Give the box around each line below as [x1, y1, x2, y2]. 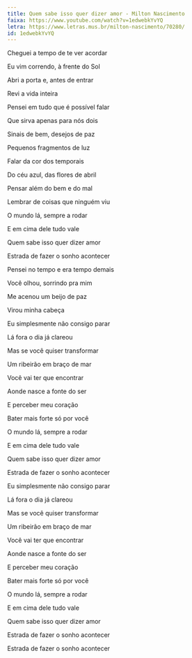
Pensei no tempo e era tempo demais [7, 265, 115, 274]
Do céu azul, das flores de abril [7, 170, 97, 179]
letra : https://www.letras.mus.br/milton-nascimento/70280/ [7, 23, 186, 30]
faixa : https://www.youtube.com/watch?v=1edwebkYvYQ [7, 17, 163, 24]
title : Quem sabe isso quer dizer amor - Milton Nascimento [7, 10, 186, 17]
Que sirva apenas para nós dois [7, 117, 99, 125]
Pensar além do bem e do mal [7, 184, 93, 193]
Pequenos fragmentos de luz [7, 144, 90, 152]
